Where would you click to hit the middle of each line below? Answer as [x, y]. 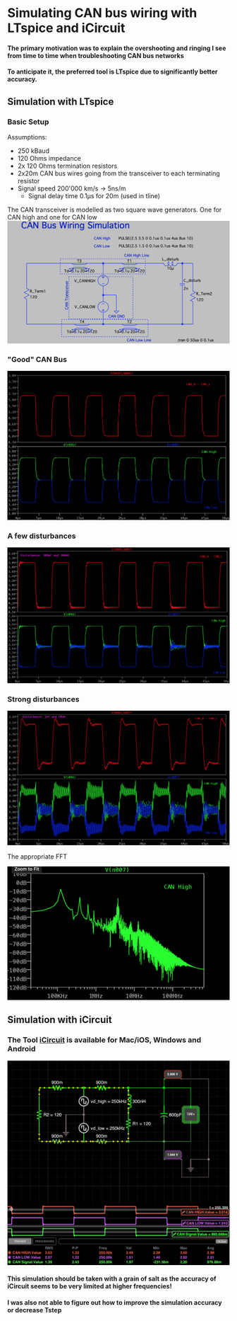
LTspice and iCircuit [66, 28]
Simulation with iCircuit [60, 1020]
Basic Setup [28, 122]
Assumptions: [27, 137]
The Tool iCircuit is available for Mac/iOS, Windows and [104, 1040]
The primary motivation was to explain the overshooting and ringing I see [117, 48]
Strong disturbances [43, 699]
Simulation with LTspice [61, 102]
